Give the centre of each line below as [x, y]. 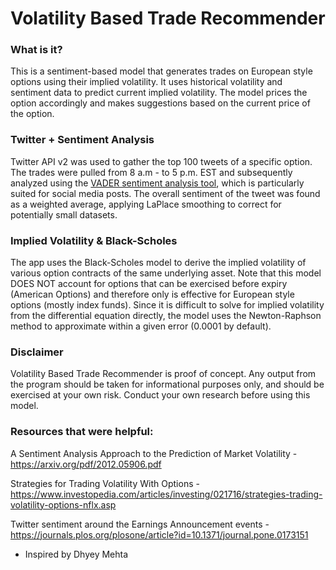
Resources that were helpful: [82, 432]
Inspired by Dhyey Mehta [76, 554]
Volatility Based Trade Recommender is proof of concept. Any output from [163, 374]
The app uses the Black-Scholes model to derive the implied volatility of [158, 263]
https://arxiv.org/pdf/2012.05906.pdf [86, 464]
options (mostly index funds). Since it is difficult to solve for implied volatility [167, 305]
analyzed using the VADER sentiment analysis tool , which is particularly [157, 183]
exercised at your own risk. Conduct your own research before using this [160, 395]
